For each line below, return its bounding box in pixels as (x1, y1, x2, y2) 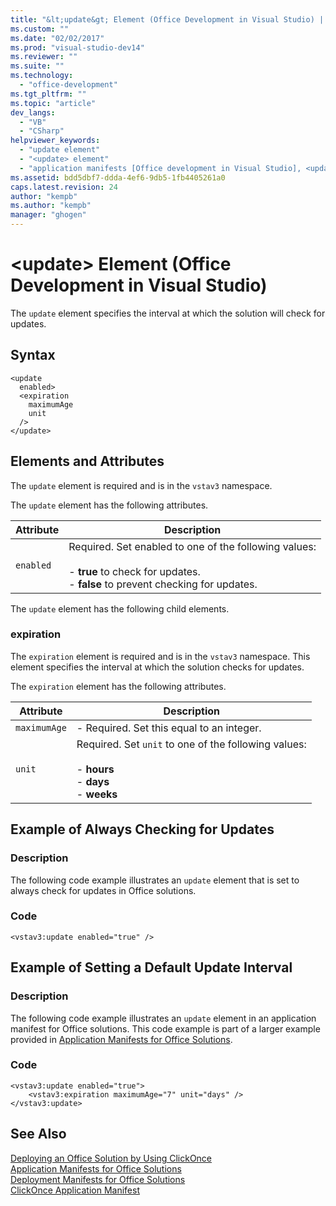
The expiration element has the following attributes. (10, 680, 227, 692)
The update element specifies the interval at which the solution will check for (10, 307, 326, 319)
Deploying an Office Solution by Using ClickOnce (10, 1152, 213, 1164)
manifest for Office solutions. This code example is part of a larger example (10, 1022, 321, 1035)
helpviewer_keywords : (10, 136, 101, 146)
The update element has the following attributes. (10, 499, 209, 511)
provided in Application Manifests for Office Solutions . (10, 1033, 233, 1045)
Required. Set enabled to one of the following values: (68, 539, 317, 553)
